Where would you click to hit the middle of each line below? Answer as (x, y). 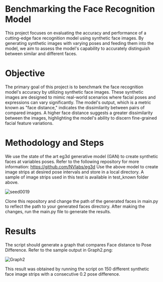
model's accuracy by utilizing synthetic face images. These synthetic (74, 92)
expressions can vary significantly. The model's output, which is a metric (78, 102)
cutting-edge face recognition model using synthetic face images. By (74, 38)
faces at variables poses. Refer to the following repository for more (72, 161)
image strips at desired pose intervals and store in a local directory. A (74, 172)
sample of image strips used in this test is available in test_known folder (77, 177)
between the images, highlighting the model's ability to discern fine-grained (81, 118)
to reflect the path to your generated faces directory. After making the (75, 206)
